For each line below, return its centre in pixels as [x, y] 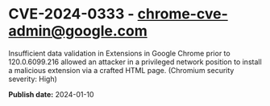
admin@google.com [78, 31]
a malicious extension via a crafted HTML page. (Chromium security [121, 70]
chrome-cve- [183, 14]
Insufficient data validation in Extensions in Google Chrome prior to [120, 53]
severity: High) [33, 79]
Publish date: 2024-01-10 [51, 94]
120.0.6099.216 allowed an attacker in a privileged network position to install [135, 62]
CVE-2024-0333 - [71, 14]
